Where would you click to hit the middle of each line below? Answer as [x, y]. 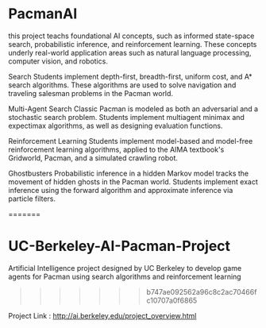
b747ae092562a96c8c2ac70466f [202, 291]
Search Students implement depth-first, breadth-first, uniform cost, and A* [130, 76]
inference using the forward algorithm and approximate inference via [121, 190]
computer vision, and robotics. [58, 61]
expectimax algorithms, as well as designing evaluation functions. [116, 125]
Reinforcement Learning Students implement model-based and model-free [131, 141]
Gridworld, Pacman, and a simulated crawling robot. [93, 158]
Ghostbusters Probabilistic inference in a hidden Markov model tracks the [129, 173]
